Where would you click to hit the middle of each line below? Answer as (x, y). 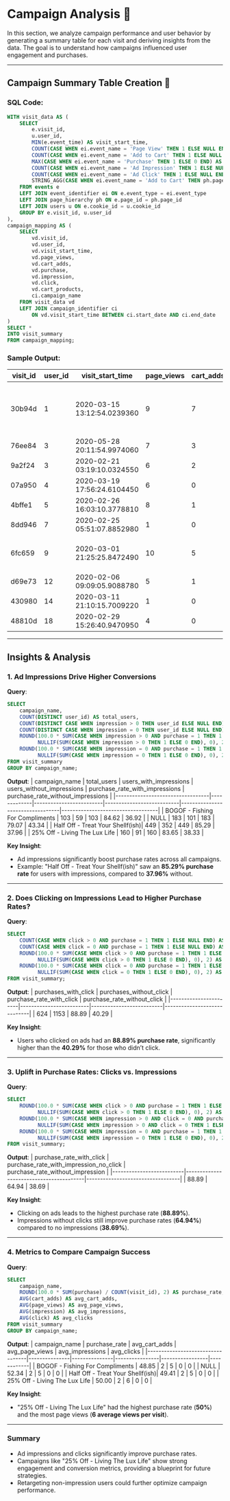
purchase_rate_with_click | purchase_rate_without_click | (87, 999)
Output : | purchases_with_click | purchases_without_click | (90, 992)
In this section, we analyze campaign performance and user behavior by (109, 33)
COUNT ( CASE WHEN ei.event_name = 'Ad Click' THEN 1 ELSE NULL (122, 175)
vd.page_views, (53, 257)
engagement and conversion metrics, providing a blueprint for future (114, 1468)
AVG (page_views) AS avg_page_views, (72, 1305)
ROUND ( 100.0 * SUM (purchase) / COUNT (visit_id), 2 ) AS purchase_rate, (122, 1292)
